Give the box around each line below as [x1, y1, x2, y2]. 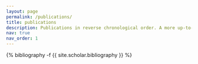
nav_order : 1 [6, 35, 38, 41]
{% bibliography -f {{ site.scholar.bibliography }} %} [6, 52, 133, 58]
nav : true [6, 30, 31, 36]
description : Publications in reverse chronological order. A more [6, 24, 176, 31]
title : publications [6, 19, 57, 25]
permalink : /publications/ [6, 14, 72, 20]
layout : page [6, 8, 38, 15]
